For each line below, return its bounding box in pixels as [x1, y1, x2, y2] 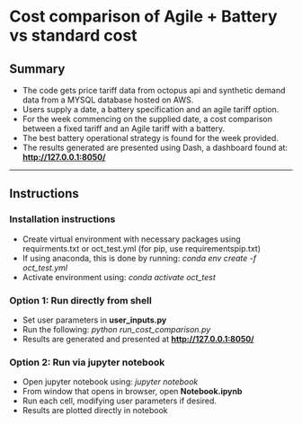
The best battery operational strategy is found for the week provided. [22, 133, 279, 143]
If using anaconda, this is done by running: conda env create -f [22, 252, 257, 263]
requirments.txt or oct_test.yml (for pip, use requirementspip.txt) [22, 243, 262, 253]
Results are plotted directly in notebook [22, 405, 168, 416]
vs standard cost [9, 25, 138, 46]
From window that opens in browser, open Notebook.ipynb [22, 386, 243, 397]
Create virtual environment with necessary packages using [22, 234, 241, 244]
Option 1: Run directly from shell [9, 294, 153, 306]
